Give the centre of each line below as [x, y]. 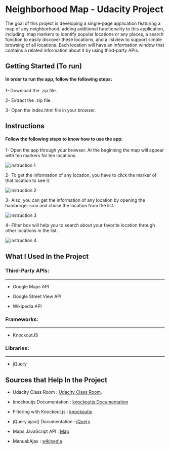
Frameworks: [22, 319]
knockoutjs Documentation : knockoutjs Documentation [70, 402]
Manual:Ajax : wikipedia [37, 441]
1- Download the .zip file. [31, 90]
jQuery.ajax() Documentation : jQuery [51, 422]
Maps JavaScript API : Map [41, 431]
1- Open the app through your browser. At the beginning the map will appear [85, 150]
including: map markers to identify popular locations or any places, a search [84, 34]
